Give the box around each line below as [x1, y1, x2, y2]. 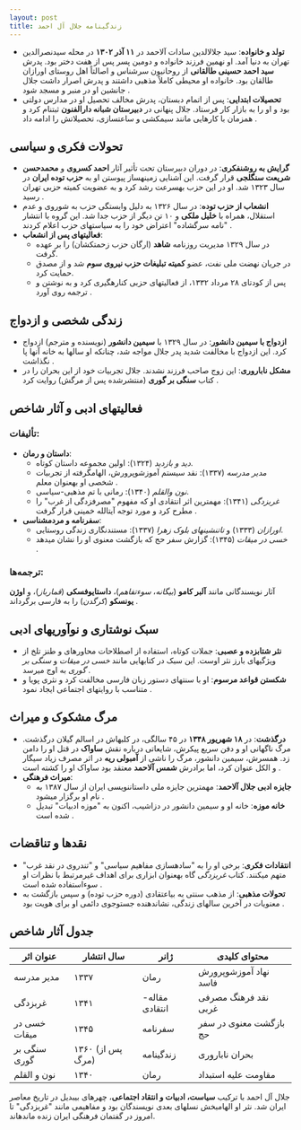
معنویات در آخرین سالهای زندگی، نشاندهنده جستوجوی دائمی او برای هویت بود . [21, 898, 285, 908]
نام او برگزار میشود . [35, 791, 105, 802]
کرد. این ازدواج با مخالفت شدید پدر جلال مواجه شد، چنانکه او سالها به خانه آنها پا [21, 346, 287, 357]
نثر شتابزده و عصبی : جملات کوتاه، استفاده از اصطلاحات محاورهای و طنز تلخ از [21, 645, 282, 656]
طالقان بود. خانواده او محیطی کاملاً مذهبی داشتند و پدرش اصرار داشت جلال [21, 74, 274, 85]
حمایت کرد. [35, 267, 74, 278]
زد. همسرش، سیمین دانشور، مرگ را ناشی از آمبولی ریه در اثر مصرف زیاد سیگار [21, 752, 290, 763]
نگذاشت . [21, 355, 56, 366]
